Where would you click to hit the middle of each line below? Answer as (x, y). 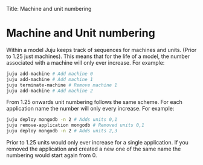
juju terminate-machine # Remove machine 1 (62, 85)
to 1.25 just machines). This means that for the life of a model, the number (98, 56)
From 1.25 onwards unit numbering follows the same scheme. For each (94, 102)
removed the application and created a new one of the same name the (94, 149)
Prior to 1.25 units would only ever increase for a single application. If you (98, 143)
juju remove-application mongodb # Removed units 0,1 (76, 125)
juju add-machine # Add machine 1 (50, 79)
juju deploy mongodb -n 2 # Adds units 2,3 (62, 131)
